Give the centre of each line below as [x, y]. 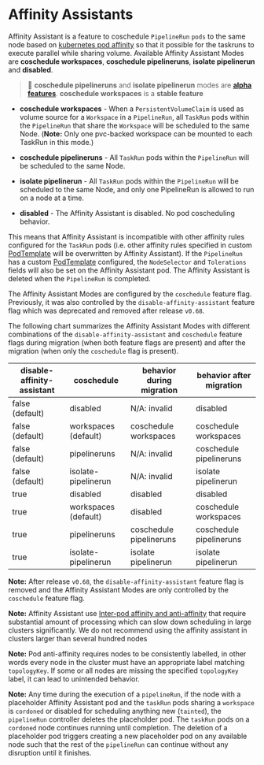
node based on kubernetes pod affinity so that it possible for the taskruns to [131, 44]
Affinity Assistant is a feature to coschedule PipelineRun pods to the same [127, 36]
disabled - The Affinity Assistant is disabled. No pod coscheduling [127, 213]
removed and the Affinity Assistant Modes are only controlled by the [119, 589]
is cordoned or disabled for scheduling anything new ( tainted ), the [115, 711]
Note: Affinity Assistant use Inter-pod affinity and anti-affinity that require [127, 613]
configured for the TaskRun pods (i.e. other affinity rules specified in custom [130, 245]
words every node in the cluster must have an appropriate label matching [126, 662]
